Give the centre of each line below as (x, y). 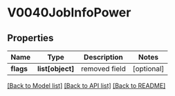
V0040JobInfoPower (69, 13)
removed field (103, 69)
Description (103, 57)
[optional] (148, 69)
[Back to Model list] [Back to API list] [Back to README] (86, 86)
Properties (30, 38)
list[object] (56, 69)
